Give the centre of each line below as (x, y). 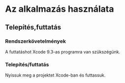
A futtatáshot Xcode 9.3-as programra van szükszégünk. (63, 52)
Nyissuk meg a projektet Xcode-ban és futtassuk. (55, 75)
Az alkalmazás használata (60, 9)
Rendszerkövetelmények (36, 41)
